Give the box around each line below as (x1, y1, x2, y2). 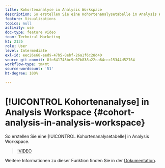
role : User (5, 44, 27, 48)
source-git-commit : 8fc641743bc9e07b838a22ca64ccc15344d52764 (5, 57, 135, 62)
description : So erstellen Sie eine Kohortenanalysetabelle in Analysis (5, 12, 157, 17)
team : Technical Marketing (5, 35, 60, 40)
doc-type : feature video (5, 30, 56, 35)
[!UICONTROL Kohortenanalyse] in (5, 96, 149, 108)
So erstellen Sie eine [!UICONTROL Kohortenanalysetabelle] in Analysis (5, 133, 149, 139)
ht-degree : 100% (5, 71, 38, 76)
